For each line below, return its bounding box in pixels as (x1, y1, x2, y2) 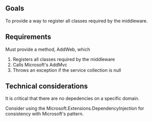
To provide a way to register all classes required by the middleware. (5, 17, 148, 24)
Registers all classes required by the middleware (12, 56, 115, 62)
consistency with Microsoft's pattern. (5, 111, 84, 117)
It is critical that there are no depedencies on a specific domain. (5, 95, 140, 101)
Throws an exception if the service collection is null (12, 67, 121, 73)
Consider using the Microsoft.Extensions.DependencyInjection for (5, 105, 144, 112)
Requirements (5, 33, 51, 42)
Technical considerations (5, 82, 88, 91)
